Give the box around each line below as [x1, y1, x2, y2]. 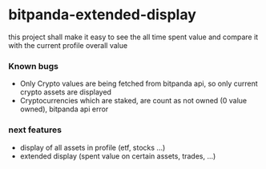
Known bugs [8, 60, 58, 71]
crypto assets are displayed [19, 87, 112, 97]
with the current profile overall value [8, 40, 128, 50]
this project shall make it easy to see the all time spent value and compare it [8, 32, 259, 42]
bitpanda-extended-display [8, 6, 196, 24]
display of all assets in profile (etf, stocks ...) [19, 143, 166, 152]
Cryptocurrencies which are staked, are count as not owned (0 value [19, 96, 247, 106]
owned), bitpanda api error [19, 104, 109, 114]
